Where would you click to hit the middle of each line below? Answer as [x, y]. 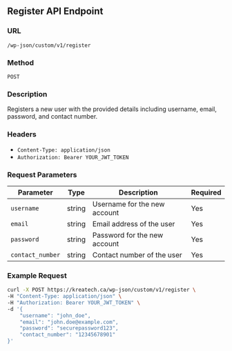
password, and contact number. [52, 117]
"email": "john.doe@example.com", [69, 322]
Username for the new [128, 204]
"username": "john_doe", [55, 315]
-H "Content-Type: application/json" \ [65, 297]
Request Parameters [42, 174]
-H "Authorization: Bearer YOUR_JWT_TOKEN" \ [74, 303]
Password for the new [128, 235]
